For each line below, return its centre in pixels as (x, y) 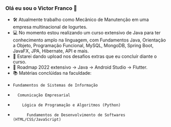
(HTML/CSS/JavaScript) (37, 120)
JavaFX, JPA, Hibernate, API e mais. (51, 51)
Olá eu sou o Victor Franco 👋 (41, 8)
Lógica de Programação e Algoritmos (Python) (72, 105)
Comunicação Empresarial (44, 95)
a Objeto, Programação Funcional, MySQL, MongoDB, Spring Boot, (83, 46)
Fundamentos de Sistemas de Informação (55, 86)
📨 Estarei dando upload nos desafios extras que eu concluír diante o (85, 56)
